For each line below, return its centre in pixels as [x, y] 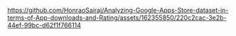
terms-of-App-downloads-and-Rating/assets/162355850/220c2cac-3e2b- [117, 18]
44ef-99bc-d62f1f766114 [44, 25]
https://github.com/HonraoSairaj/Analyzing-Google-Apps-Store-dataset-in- [118, 10]
